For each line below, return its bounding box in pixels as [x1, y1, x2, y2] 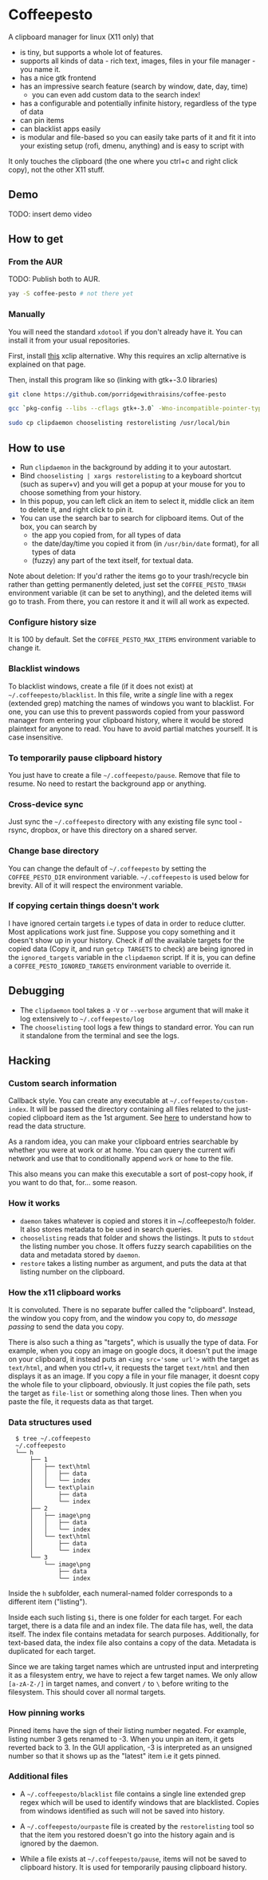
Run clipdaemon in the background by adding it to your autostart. [19, 462, 231, 472]
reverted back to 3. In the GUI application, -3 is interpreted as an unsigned [8, 1743, 253, 1752]
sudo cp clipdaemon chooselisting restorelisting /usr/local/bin [8, 419, 230, 427]
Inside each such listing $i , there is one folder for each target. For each [8, 1612, 242, 1622]
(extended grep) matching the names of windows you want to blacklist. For [8, 698, 254, 708]
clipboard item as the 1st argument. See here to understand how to [33, 1113, 252, 1123]
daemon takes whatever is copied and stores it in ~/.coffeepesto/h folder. [19, 1216, 256, 1225]
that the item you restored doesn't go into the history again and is [19, 1830, 235, 1839]
